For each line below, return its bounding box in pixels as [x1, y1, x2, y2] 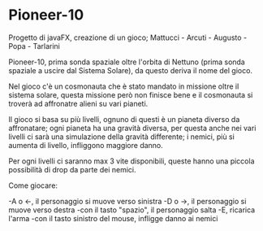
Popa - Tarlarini [8, 41, 61, 50]
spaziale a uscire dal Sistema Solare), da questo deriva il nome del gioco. [8, 65, 253, 75]
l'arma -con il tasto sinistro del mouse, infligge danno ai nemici [8, 213, 218, 223]
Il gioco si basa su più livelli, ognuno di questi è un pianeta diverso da [8, 114, 240, 124]
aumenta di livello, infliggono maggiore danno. [8, 140, 164, 150]
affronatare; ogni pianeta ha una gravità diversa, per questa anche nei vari [8, 123, 257, 133]
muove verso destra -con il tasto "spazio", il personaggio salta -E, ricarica [8, 205, 256, 215]
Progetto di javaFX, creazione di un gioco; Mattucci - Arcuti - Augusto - [8, 33, 248, 42]
